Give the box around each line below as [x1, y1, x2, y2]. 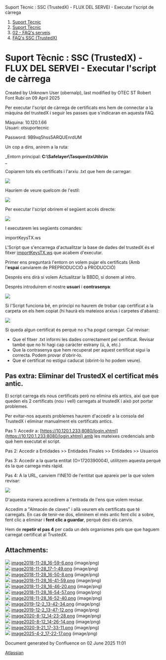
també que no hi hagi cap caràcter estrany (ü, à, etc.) [12, 342, 121, 348]
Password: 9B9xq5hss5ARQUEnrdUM [5, 134, 83, 140]
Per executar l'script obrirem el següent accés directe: [5, 206, 116, 212]
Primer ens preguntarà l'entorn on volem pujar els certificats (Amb [5, 259, 140, 265]
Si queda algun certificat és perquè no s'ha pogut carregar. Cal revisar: [5, 327, 150, 333]
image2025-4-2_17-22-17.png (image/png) [11, 630, 98, 636]
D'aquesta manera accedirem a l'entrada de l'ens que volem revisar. [5, 496, 144, 502]
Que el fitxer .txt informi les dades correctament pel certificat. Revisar [12, 336, 155, 342]
